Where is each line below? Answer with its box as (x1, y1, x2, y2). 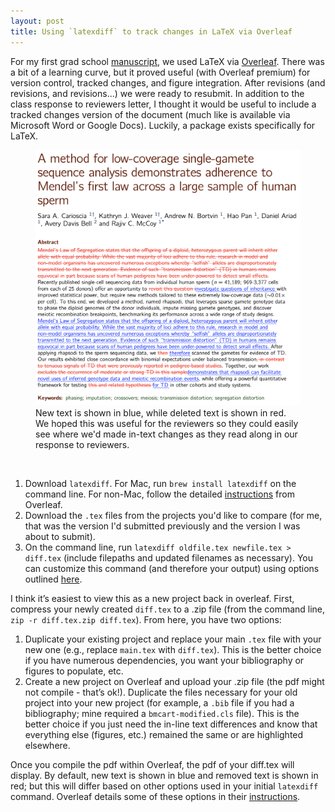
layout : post (10, 16, 65, 26)
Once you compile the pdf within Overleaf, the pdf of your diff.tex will (10, 759, 295, 770)
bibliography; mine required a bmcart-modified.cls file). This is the (24, 708, 300, 719)
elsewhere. (24, 740, 71, 751)
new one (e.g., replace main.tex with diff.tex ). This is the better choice (24, 644, 322, 655)
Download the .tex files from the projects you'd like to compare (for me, (24, 510, 323, 521)
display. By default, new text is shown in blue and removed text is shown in (10, 770, 319, 781)
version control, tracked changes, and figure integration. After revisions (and (10, 76, 326, 89)
